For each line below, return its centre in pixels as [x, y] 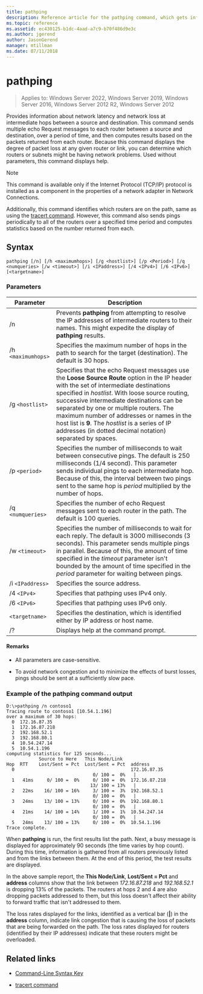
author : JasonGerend [32, 40]
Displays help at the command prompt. [111, 630]
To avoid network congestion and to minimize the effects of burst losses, [106, 671]
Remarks [18, 646]
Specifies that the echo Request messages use [123, 370]
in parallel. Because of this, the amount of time [122, 551]
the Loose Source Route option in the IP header [124, 377]
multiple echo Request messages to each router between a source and [94, 129]
